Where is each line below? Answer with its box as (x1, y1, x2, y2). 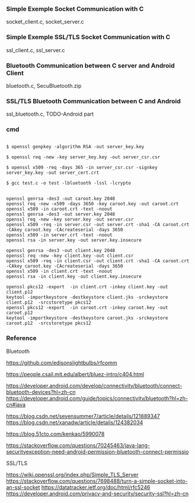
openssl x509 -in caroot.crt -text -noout (6, 206, 113, 212)
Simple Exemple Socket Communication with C (6, 5, 144, 13)
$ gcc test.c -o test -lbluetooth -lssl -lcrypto (6, 180, 132, 186)
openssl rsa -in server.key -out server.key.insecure (6, 237, 142, 243)
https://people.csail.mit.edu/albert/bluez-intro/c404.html (6, 370, 144, 378)
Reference (6, 334, 37, 342)
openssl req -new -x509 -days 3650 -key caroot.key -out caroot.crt (6, 201, 179, 207)
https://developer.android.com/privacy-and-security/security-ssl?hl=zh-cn (6, 490, 188, 497)
